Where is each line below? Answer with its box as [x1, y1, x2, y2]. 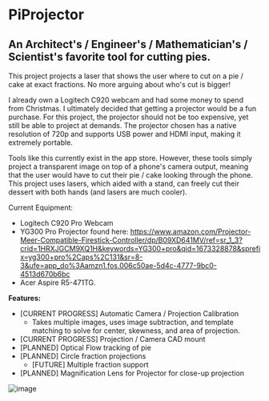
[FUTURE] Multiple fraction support [31, 360, 150, 369]
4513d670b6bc [19, 270, 70, 279]
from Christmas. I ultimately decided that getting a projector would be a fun [8, 104, 257, 113]
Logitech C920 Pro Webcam [19, 219, 114, 227]
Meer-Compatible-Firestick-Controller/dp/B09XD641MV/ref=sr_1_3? [19, 235, 243, 245]
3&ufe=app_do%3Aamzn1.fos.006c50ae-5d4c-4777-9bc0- [19, 261, 218, 270]
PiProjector [8, 6, 85, 24]
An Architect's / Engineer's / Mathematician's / [8, 38, 248, 51]
